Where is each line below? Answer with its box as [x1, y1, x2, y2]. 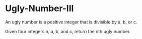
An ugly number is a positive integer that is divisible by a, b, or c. [5, 19, 138, 25]
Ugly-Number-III [5, 3, 74, 14]
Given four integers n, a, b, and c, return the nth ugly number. [5, 28, 131, 34]
